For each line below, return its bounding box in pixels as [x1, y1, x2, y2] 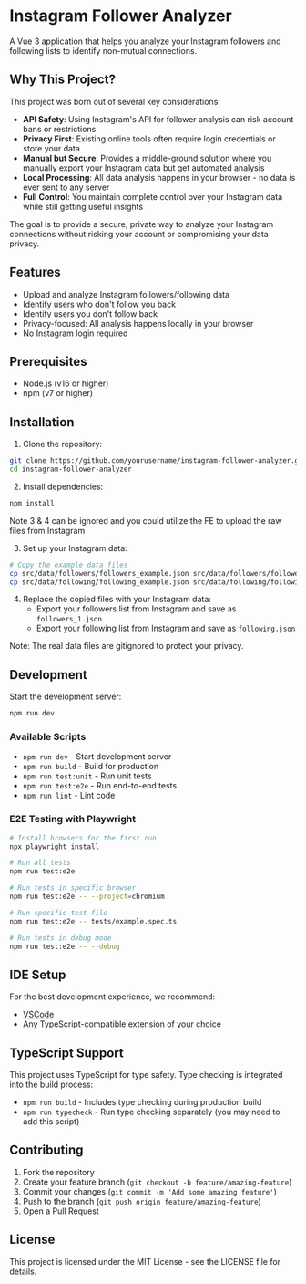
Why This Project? [9, 72, 117, 88]
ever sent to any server [22, 182, 110, 193]
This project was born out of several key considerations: [9, 96, 221, 107]
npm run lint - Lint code [22, 790, 116, 801]
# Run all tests [9, 859, 71, 868]
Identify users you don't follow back [22, 308, 158, 319]
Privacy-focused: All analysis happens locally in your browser [22, 318, 254, 329]
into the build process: [9, 1079, 94, 1091]
